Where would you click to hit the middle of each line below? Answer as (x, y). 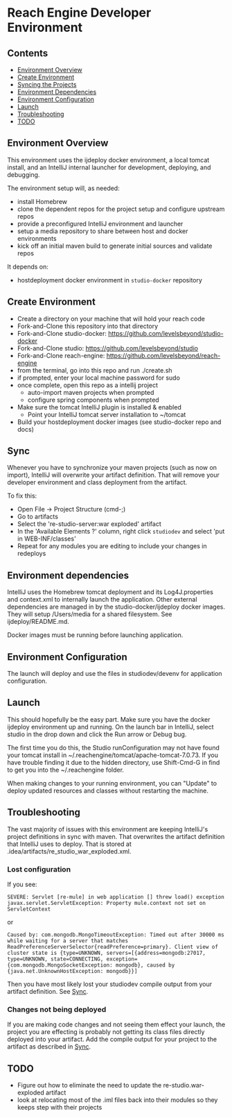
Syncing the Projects (47, 84)
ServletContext (29, 909)
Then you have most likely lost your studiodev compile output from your (110, 984)
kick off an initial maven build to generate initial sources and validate (115, 246)
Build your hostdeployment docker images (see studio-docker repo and (119, 422)
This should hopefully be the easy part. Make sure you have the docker (109, 719)
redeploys (32, 554)
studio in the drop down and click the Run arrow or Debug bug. (97, 734)
